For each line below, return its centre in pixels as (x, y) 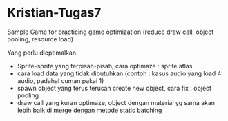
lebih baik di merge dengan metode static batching (89, 110)
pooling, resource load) (40, 39)
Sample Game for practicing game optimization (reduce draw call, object (111, 32)
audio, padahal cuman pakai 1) (60, 80)
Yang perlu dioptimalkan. (42, 53)
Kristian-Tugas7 (54, 13)
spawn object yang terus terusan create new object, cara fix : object (114, 88)
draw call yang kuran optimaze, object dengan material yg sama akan (116, 102)
